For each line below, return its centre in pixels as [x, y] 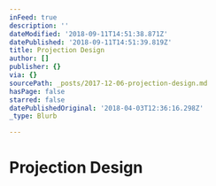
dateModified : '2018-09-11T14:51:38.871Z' [89, 34]
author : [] [29, 58]
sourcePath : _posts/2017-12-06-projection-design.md [108, 83]
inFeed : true [33, 17]
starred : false [37, 100]
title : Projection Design [57, 50]
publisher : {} [35, 67]
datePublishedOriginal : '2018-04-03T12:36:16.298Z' [106, 108]
